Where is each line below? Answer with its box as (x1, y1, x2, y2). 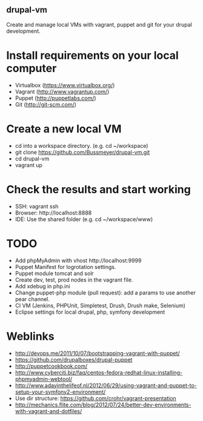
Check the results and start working (6, 182, 191, 196)
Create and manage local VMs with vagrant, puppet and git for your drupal (6, 21, 192, 28)
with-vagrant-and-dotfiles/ (15, 407, 82, 414)
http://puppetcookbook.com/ (15, 362, 88, 370)
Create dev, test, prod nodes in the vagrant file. (15, 276, 133, 283)
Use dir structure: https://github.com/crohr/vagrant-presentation (15, 394, 177, 402)
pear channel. (15, 295, 50, 302)
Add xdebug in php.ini (15, 282, 71, 290)
